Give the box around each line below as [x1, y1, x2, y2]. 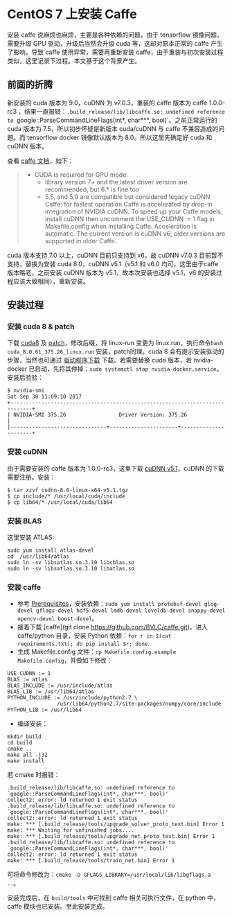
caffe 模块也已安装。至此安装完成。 [7, 902, 109, 911]
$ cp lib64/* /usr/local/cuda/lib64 [7, 498, 113, 506]
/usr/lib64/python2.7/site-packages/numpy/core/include [56, 701, 222, 708]
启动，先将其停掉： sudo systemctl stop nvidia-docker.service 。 [34, 365, 223, 373]
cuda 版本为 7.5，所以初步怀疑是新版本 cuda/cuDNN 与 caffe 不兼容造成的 [7, 124, 219, 132]
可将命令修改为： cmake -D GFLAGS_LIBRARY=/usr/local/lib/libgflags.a [7, 871, 211, 879]
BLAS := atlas [7, 676, 48, 683]
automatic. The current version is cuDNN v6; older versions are [44, 229, 226, 238]
